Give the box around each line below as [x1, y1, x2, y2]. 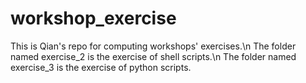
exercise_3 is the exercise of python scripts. [10, 61, 192, 73]
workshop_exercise [10, 7, 177, 30]
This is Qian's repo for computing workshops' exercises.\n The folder [10, 40, 297, 52]
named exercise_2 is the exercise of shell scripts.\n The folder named [10, 50, 297, 62]
